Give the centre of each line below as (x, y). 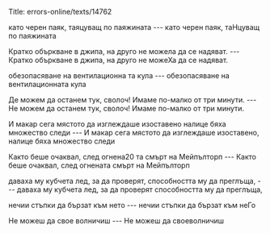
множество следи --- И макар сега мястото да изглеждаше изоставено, (134, 133)
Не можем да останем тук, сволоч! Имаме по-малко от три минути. (127, 108)
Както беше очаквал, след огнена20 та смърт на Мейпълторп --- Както (133, 157)
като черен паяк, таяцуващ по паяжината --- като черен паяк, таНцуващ (134, 27)
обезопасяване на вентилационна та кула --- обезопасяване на (119, 75)
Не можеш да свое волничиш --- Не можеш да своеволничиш (116, 221)
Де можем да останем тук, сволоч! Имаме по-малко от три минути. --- (133, 100)
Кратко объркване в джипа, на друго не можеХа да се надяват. (118, 60)
